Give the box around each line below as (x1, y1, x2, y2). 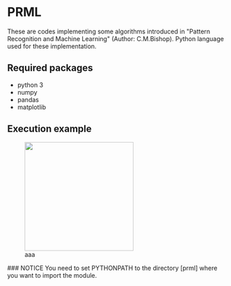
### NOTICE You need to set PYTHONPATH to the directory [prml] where (7, 264, 218, 272)
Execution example (7, 123, 92, 135)
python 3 (17, 81, 44, 89)
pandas (17, 95, 40, 104)
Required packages (7, 62, 93, 74)
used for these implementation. (7, 42, 97, 50)
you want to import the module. (7, 271, 97, 279)
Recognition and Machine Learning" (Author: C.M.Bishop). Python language (7, 34, 224, 42)
